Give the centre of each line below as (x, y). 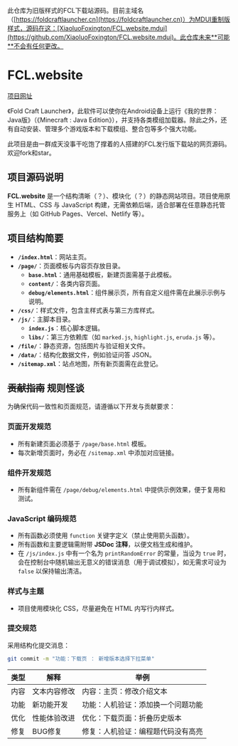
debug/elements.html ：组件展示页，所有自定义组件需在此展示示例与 (127, 292)
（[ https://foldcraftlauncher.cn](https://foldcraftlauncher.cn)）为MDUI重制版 (119, 19)
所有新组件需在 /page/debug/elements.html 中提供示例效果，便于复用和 (121, 489)
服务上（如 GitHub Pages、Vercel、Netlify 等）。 (78, 214)
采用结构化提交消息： (38, 645)
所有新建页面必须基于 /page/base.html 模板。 (84, 443)
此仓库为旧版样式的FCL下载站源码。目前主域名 (76, 10)
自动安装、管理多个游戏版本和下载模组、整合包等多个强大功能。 (107, 128)
